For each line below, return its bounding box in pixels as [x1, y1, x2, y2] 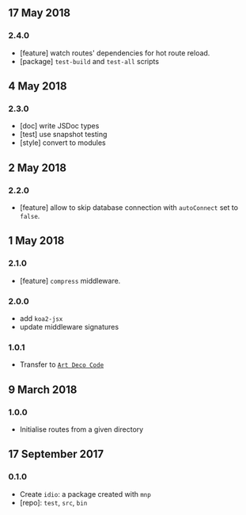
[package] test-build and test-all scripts [19, 56, 160, 66]
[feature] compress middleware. [19, 276, 121, 285]
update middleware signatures [19, 322, 119, 332]
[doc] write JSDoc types [19, 121, 100, 131]
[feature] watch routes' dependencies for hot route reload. [19, 48, 210, 58]
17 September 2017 [8, 448, 104, 461]
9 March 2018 [8, 383, 78, 396]
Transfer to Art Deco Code [19, 360, 104, 369]
